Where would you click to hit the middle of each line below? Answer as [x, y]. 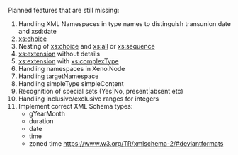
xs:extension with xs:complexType [68, 61]
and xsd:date [38, 31]
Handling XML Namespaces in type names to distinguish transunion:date [124, 24]
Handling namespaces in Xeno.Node [72, 69]
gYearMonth [47, 113]
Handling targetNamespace [58, 76]
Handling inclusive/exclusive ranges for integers [89, 99]
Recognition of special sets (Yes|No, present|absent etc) [101, 91]
